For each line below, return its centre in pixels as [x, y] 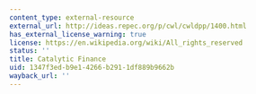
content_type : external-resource [72, 17]
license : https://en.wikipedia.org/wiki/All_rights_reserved [126, 43]
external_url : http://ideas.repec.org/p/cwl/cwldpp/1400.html [128, 26]
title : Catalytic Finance [57, 59]
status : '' [30, 51]
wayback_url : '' [40, 76]
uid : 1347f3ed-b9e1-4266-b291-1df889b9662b [92, 68]
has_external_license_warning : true [78, 34]
